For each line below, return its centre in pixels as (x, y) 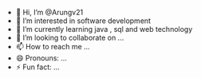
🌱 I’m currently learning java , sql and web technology (104, 29)
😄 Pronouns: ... (41, 58)
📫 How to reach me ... (53, 47)
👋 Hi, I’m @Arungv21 (49, 12)
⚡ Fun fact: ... (37, 67)
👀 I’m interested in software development (83, 21)
